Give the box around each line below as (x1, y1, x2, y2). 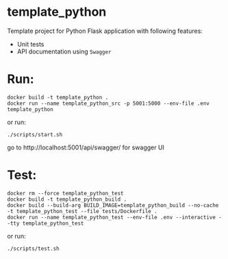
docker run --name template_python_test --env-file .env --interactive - (7, 214, 223, 221)
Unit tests (16, 40, 45, 48)
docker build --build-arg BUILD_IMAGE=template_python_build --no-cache (7, 201, 219, 209)
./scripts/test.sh (7, 245, 60, 252)
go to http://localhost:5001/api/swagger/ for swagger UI (7, 143, 164, 151)
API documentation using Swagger (16, 47, 112, 56)
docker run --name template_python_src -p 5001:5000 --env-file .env (7, 100, 210, 107)
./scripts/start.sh (7, 131, 63, 138)
